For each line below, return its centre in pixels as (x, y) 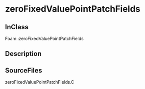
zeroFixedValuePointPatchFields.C (40, 82)
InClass (17, 27)
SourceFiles (24, 70)
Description (23, 54)
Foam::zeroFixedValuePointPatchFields (45, 38)
